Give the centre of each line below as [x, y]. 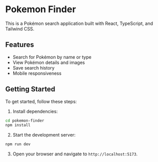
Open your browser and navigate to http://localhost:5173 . [75, 154]
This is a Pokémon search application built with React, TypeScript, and [79, 23]
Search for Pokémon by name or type [52, 57]
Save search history [34, 68]
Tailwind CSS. [20, 28]
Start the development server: [44, 135]
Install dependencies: [35, 111]
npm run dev [18, 144]
